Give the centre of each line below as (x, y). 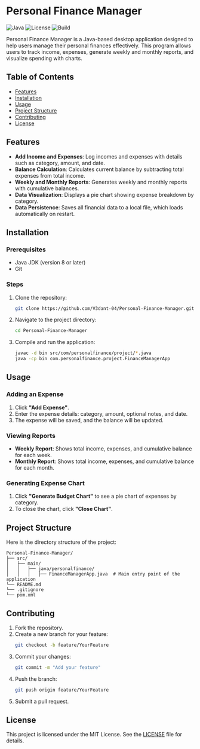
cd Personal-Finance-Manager (51, 331)
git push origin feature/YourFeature (62, 690)
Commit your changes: (43, 656)
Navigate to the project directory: (56, 320)
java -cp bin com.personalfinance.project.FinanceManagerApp (93, 359)
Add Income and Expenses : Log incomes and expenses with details (99, 156)
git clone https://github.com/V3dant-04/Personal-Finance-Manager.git (104, 308)
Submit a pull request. (42, 701)
